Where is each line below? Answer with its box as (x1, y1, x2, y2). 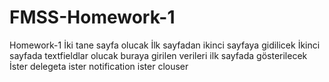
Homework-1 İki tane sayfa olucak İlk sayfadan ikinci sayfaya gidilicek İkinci (9, 39, 321, 51)
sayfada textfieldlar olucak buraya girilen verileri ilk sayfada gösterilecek (9, 49, 308, 61)
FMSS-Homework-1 (9, 6, 176, 29)
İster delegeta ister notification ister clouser (9, 60, 189, 72)
